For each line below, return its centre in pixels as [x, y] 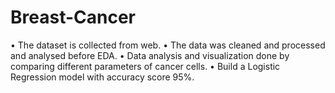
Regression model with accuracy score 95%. [102, 77]
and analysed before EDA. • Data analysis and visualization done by [150, 55]
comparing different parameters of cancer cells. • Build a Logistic [145, 66]
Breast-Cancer [73, 17]
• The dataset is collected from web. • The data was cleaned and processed [168, 45]
